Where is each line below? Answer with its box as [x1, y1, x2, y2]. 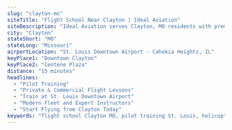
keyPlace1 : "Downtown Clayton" [7, 55, 97, 62]
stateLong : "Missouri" [7, 42, 72, 49]
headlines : [7, 74, 39, 81]
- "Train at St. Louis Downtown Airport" [13, 94, 135, 100]
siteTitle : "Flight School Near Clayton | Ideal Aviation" [7, 17, 181, 23]
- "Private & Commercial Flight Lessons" [13, 87, 135, 94]
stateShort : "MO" [7, 36, 57, 43]
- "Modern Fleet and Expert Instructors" [13, 100, 135, 107]
